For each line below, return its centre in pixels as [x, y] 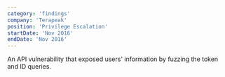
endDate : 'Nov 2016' [37, 40]
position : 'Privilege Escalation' [58, 26]
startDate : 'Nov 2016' [40, 33]
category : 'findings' [39, 14]
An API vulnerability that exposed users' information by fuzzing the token [113, 59]
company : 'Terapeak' [37, 20]
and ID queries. [29, 67]
